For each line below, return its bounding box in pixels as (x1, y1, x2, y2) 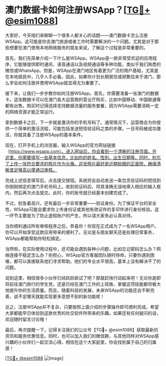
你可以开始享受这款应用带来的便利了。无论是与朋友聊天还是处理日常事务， (5, 229, 157, 235)
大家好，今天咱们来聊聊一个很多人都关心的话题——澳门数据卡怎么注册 (5, 32, 148, 38)
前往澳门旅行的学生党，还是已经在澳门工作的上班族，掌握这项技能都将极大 (9, 281, 161, 287)
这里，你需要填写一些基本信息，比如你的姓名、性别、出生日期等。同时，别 (5, 154, 157, 161)
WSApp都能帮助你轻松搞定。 (5, 235, 64, 241)
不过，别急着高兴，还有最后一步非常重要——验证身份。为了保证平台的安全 (5, 200, 157, 206)
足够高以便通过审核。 (13, 166, 57, 173)
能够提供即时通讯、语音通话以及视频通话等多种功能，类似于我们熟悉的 (18, 61, 161, 67)
